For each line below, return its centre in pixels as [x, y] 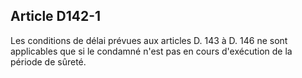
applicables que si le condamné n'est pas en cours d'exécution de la [151, 51]
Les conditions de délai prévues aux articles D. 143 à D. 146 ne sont [149, 40]
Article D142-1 [56, 16]
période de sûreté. [48, 61]
